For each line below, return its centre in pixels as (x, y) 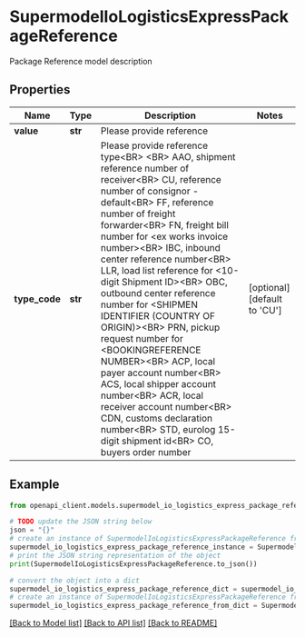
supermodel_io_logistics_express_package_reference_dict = (123, 589)
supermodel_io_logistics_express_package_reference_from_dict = (133, 606)
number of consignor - (150, 191)
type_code (37, 299)
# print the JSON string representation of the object (115, 555)
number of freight (138, 214)
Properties (40, 90)
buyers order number (146, 452)
